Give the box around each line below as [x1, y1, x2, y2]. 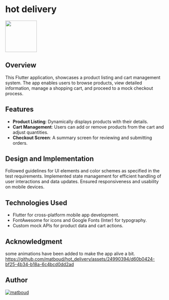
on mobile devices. [5, 184, 45, 190]
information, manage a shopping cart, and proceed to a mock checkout [5, 85, 153, 91]
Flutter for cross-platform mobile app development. [12, 212, 120, 218]
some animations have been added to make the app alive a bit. [5, 251, 135, 257]
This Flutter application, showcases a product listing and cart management [5, 74, 160, 80]
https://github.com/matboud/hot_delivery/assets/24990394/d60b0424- [5, 256, 155, 262]
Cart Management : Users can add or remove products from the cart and [12, 124, 164, 130]
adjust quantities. [12, 129, 49, 135]
